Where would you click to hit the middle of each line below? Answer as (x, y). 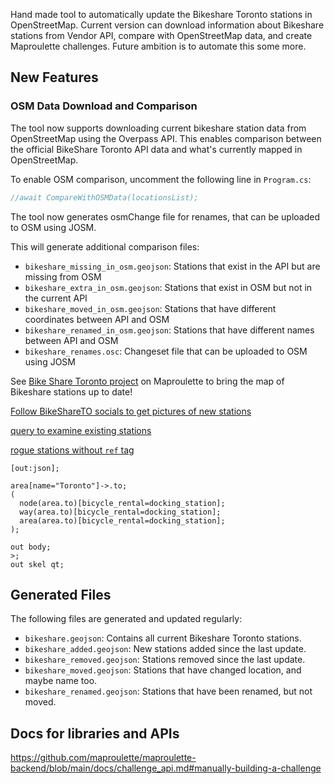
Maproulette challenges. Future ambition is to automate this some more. (158, 46)
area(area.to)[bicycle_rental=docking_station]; (122, 520)
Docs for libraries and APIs (95, 733)
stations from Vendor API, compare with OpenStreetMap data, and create (161, 35)
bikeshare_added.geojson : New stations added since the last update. (165, 649)
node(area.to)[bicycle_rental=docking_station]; (122, 503)
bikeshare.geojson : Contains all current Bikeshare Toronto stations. (163, 638)
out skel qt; (37, 564)
